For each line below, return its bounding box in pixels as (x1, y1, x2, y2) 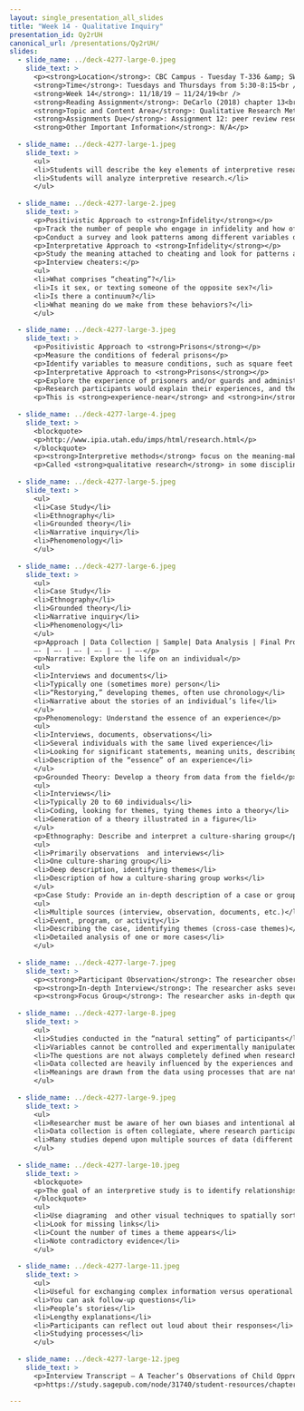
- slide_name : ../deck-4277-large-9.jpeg (17, 1093, 176, 1102)
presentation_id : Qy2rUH (9, 30, 103, 39)
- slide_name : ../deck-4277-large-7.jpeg (17, 958, 176, 967)
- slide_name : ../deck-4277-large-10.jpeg (17, 1161, 180, 1170)
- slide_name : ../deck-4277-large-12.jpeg (17, 1355, 180, 1364)
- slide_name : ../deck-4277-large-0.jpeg (17, 55, 176, 64)
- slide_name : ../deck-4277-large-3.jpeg (17, 326, 176, 335)
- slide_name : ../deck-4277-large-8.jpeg (17, 1009, 176, 1018)
